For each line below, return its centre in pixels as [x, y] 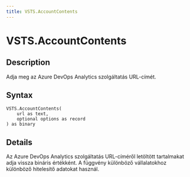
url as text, [33, 114]
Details [19, 142]
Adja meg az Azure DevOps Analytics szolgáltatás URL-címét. [81, 77]
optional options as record [51, 119]
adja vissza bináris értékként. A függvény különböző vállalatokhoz [86, 163]
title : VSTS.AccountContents [42, 12]
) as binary [21, 124]
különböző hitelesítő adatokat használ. [53, 169]
